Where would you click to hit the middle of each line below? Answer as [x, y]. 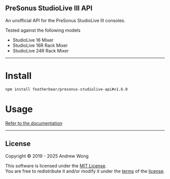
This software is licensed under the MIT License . [56, 165]
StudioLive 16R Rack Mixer [40, 45]
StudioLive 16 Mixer [33, 40]
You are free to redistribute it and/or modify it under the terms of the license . [85, 171]
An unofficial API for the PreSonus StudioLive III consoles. [65, 20]
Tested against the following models [43, 30]
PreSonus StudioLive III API [49, 8]
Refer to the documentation [34, 123]
